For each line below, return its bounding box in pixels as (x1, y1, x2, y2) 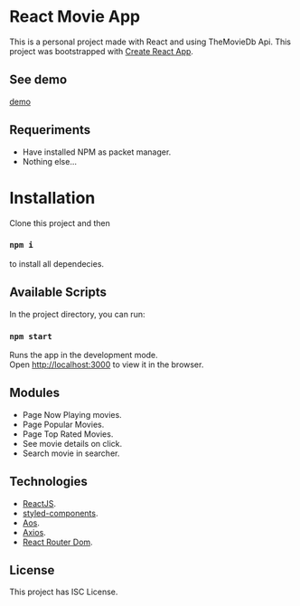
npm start (9, 331, 52, 341)
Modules (9, 385, 61, 401)
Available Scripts (9, 285, 107, 300)
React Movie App (9, 6, 141, 27)
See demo (9, 72, 68, 88)
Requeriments (9, 122, 91, 137)
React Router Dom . (22, 536, 93, 547)
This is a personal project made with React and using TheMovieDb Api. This (9, 36, 292, 47)
